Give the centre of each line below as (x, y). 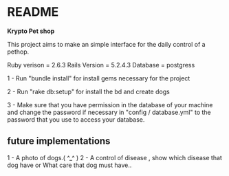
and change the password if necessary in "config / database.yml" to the (109, 112)
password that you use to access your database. (76, 119)
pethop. (18, 52)
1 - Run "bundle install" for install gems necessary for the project (99, 78)
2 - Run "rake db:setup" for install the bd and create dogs (88, 91)
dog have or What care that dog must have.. (69, 165)
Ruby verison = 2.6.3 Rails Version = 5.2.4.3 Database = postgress (101, 65)
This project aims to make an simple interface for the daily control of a (106, 44)
